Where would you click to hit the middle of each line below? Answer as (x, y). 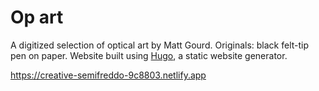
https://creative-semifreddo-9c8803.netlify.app (108, 75)
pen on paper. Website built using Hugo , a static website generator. (149, 55)
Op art (37, 17)
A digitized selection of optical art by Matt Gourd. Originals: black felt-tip (160, 45)
